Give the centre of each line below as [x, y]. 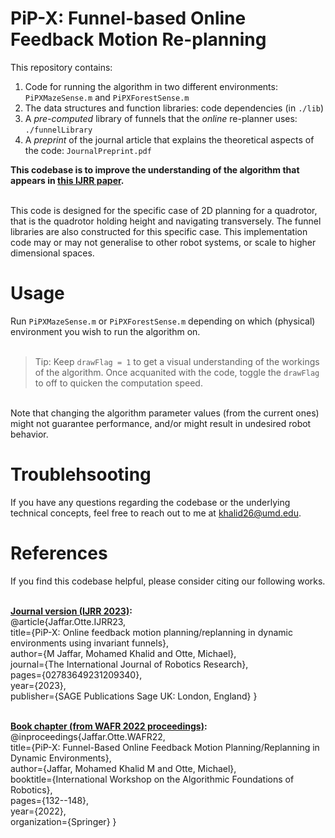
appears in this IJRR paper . [67, 180]
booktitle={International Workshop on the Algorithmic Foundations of [152, 779]
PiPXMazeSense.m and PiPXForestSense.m [107, 97]
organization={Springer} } [63, 821]
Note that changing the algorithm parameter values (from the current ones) [165, 413]
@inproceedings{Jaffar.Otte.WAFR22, [88, 736]
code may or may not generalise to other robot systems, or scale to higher [163, 242]
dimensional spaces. [52, 253]
